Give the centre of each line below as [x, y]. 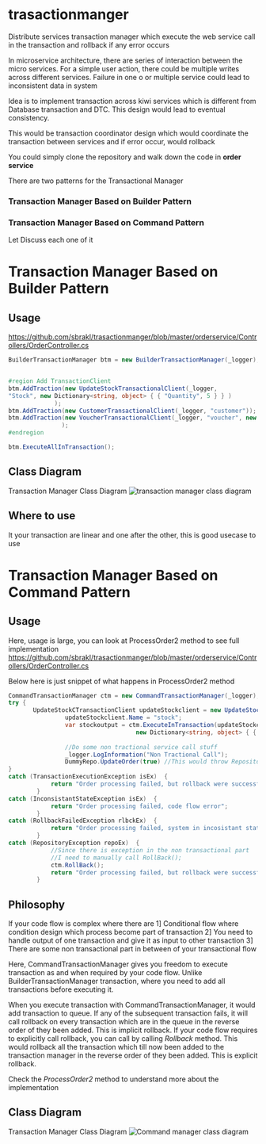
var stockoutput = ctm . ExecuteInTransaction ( [141, 725]
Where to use [42, 516]
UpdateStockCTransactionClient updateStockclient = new [127, 710]
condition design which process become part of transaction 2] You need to [131, 932]
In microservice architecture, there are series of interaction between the [125, 60]
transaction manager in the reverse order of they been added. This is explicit [133, 1055]
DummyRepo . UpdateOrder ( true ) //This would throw [146, 762]
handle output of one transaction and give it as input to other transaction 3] [131, 940]
